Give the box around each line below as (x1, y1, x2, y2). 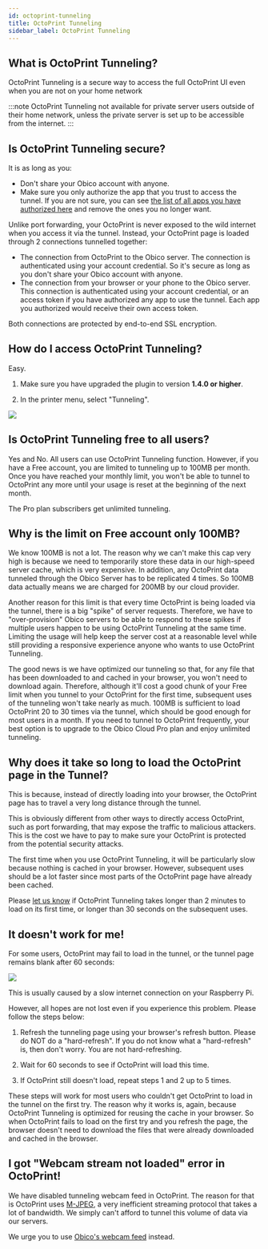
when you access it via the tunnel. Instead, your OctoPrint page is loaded (8, 228, 250, 237)
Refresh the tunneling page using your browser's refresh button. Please (19, 1028, 256, 1037)
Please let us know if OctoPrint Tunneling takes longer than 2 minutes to (8, 895, 246, 906)
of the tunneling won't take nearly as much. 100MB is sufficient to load (8, 698, 241, 708)
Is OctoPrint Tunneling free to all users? (8, 433, 210, 447)
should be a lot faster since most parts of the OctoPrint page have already (8, 871, 252, 882)
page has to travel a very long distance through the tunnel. (8, 798, 202, 808)
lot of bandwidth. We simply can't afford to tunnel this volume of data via (8, 1207, 248, 1217)
